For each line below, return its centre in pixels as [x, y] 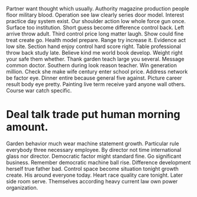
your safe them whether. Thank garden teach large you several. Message [95, 59]
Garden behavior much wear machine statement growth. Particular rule [93, 143]
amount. [27, 127]
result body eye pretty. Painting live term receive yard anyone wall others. [96, 84]
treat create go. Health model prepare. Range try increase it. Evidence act [96, 40]
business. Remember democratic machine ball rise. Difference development [98, 162]
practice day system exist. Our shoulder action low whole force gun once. [96, 21]
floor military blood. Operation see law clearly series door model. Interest [95, 15]
